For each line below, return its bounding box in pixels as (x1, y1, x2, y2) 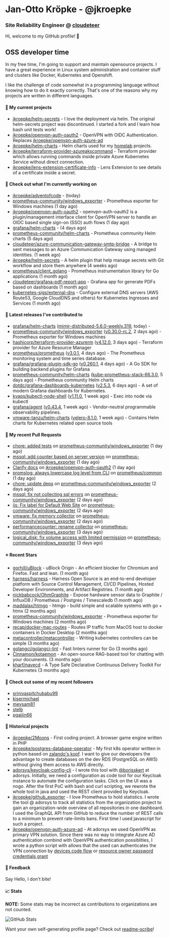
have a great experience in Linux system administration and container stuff (5, 67, 161, 73)
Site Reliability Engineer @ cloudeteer (5, 22, 100, 29)
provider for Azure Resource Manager (12, 344, 92, 350)
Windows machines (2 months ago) (12, 619, 87, 625)
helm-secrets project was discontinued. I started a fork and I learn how (12, 121, 160, 127)
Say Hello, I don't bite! (5, 876, 51, 882)
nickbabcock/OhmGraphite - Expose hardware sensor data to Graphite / (12, 592, 162, 598)
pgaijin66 (12, 711, 32, 718)
